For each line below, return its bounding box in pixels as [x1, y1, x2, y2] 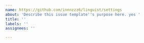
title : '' [5, 16, 27, 21]
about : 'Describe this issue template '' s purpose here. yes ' [5, 12, 140, 17]
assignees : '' [5, 26, 36, 31]
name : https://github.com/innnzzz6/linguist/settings [5, 7, 123, 12]
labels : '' [5, 21, 29, 26]
